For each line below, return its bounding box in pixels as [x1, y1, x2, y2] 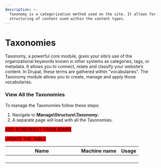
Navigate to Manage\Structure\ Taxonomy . [12, 112, 100, 117]
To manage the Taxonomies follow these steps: [5, 102, 100, 108]
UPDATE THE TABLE [5, 136, 46, 142]
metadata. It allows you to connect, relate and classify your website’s [5, 64, 143, 70]
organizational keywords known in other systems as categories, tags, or [5, 58, 150, 64]
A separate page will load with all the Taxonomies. [12, 117, 113, 123]
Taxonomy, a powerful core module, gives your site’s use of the [5, 53, 133, 59]
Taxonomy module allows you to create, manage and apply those [5, 74, 136, 80]
